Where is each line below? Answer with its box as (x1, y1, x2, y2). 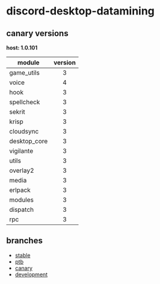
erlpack (9, 186, 31, 194)
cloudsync (9, 128, 39, 135)
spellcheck (9, 98, 40, 106)
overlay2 (9, 167, 34, 174)
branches (6, 236, 43, 246)
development (14, 271, 48, 278)
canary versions (6, 28, 69, 39)
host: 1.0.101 (6, 44, 38, 51)
